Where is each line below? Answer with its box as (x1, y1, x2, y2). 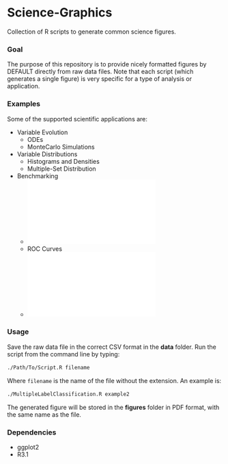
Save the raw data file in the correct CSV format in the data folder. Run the (7, 343, 216, 351)
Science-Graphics (7, 5, 113, 21)
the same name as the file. (7, 410, 82, 419)
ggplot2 (16, 443, 40, 451)
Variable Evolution (16, 128, 68, 136)
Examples (7, 99, 41, 109)
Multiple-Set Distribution (27, 164, 97, 173)
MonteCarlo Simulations (27, 143, 96, 151)
